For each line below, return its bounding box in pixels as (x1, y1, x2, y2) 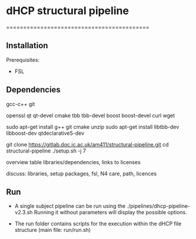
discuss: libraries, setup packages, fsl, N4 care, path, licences (6, 170, 157, 177)
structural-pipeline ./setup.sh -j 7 (6, 147, 87, 154)
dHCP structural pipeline (6, 4, 129, 18)
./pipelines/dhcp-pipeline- (127, 203, 190, 210)
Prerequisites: (6, 56, 40, 63)
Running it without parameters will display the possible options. (34, 209, 187, 216)
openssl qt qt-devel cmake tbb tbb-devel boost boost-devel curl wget (6, 112, 175, 119)
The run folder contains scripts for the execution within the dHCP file (14, 220, 182, 227)
